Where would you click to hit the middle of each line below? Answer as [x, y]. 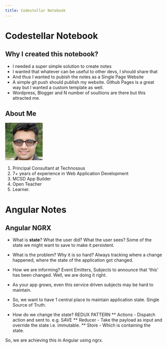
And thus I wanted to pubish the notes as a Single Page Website [78, 77]
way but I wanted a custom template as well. [58, 87]
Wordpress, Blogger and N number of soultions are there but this [79, 93]
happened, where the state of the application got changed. [73, 260]
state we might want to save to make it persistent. [63, 245]
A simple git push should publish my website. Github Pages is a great [83, 82]
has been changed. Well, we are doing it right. [60, 275]
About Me [21, 114]
